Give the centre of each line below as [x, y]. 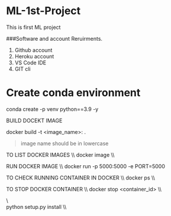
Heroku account [34, 56]
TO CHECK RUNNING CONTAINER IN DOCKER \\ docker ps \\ [81, 178]
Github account [33, 50]
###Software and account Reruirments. [54, 38]
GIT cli [22, 68]
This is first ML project [33, 27]
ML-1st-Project [43, 11]
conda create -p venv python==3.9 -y [52, 109]
